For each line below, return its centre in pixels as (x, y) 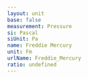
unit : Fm (20, 52)
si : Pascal (23, 33)
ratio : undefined (32, 65)
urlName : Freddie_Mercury (44, 58)
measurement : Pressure (40, 26)
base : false (24, 20)
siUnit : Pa (23, 39)
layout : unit (26, 13)
